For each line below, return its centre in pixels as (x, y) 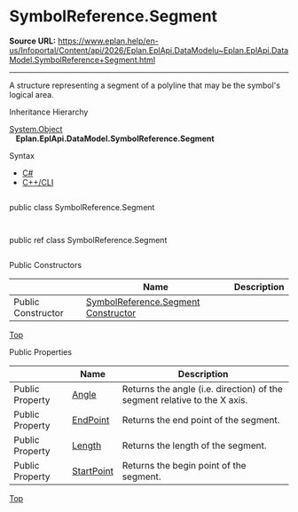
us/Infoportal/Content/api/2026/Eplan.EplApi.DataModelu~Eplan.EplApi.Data (149, 50)
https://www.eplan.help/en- (108, 41)
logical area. (32, 94)
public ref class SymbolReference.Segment (88, 240)
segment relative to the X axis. (185, 399)
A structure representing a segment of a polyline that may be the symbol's (145, 85)
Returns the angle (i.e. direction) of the (203, 389)
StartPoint (93, 470)
